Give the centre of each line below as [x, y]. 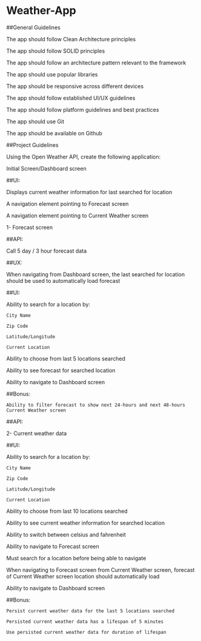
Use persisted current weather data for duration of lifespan [86, 632]
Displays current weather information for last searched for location [89, 192]
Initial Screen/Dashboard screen [46, 168]
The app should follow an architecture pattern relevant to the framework [96, 63]
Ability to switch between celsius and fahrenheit [66, 534]
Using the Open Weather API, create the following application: [84, 157]
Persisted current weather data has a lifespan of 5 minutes [85, 622]
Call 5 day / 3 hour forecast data [47, 251]
